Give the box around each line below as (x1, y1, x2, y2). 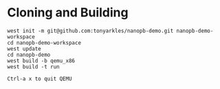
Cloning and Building (7, 5, 129, 21)
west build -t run (7, 63, 60, 70)
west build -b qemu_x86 (7, 57, 76, 64)
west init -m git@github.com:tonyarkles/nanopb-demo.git (7, 27, 174, 34)
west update (7, 45, 41, 52)
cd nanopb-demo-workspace (7, 39, 81, 46)
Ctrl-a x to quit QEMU (7, 75, 72, 82)
